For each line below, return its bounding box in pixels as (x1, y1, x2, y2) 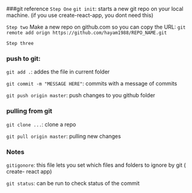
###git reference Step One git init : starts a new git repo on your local (6, 5, 183, 12)
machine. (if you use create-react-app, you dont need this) (6, 12, 154, 19)
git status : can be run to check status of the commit (6, 179, 140, 187)
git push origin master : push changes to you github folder (6, 92, 156, 99)
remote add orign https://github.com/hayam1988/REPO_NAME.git (6, 30, 167, 36)
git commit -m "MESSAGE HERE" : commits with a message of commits (6, 80, 177, 87)
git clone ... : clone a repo (6, 121, 77, 128)
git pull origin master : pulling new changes (6, 132, 122, 140)
